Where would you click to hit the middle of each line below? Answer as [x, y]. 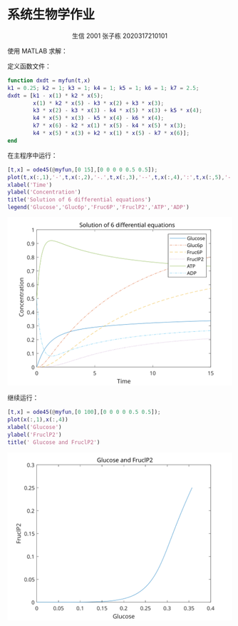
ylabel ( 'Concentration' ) [44, 192]
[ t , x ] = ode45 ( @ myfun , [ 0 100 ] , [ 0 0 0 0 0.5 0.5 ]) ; [84, 412]
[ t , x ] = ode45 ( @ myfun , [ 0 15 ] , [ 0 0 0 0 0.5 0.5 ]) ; [83, 170]
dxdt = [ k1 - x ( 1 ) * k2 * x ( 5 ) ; [56, 96]
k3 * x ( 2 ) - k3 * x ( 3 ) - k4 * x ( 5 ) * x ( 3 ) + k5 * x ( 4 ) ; [118, 111]
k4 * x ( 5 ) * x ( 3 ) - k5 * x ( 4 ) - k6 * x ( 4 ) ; [99, 118]
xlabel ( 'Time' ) [30, 185]
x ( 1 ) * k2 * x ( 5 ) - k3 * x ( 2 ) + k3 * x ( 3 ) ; [99, 103]
